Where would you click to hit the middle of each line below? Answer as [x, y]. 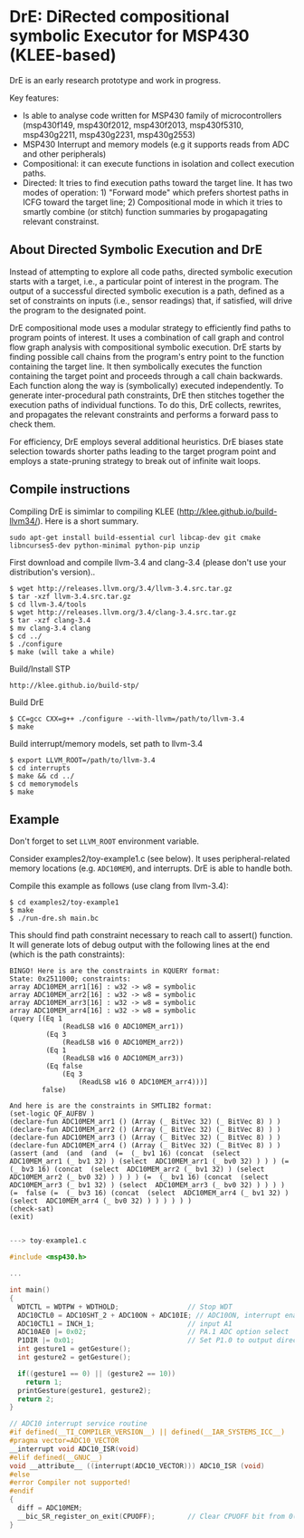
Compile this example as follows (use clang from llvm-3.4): [119, 886]
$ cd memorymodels [44, 784]
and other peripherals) [64, 154]
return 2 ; [36, 1399]
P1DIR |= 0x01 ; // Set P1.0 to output [145, 1340]
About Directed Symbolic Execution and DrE [136, 250]
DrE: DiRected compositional [119, 17]
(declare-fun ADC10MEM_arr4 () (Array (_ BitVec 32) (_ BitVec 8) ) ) [145, 1146]
